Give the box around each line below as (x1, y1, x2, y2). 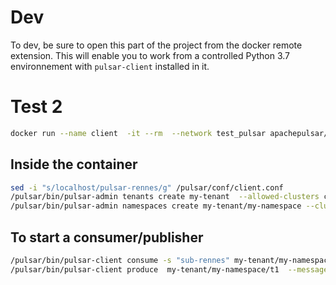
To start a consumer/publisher (10, 229, 204, 246)
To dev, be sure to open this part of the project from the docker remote (10, 39, 303, 51)
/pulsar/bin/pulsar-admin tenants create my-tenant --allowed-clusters (10, 192, 320, 202)
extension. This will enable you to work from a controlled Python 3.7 (10, 49, 291, 61)
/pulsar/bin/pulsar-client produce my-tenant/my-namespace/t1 (10, 264, 280, 275)
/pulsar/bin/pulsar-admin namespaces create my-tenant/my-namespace (10, 201, 302, 211)
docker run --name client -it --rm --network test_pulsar (10, 128, 267, 138)
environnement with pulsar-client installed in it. (10, 60, 210, 72)
